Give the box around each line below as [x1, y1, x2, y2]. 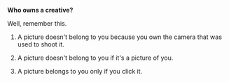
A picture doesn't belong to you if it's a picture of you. [17, 54, 174, 62]
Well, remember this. [7, 19, 67, 27]
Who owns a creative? [7, 6, 74, 14]
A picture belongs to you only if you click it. [17, 67, 143, 75]
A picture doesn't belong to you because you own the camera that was [17, 33, 223, 41]
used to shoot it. [17, 40, 64, 48]
